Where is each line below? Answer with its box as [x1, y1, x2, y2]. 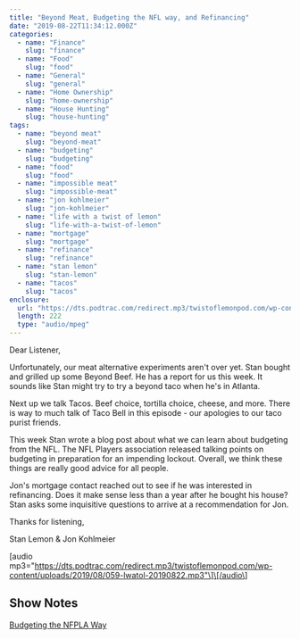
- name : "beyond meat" [17, 129, 102, 138]
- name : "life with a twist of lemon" [17, 212, 162, 221]
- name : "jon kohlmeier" [17, 195, 110, 205]
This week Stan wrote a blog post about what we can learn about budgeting [9, 435, 288, 444]
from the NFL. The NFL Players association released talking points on [9, 444, 264, 454]
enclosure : [9, 295, 50, 304]
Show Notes [9, 595, 79, 611]
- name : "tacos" [17, 278, 78, 287]
